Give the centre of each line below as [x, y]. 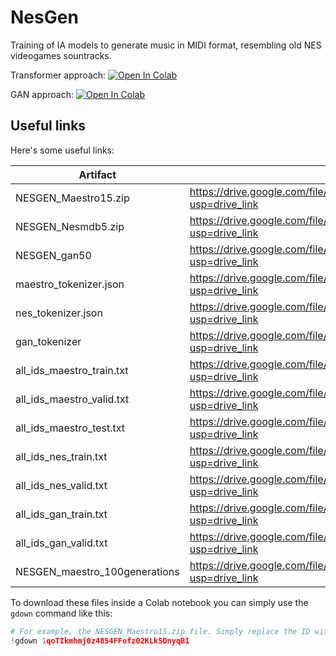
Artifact [97, 174]
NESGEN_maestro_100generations [97, 571]
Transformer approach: [58, 75]
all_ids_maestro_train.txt [72, 370]
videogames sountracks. [61, 55]
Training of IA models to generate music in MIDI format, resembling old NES [166, 45]
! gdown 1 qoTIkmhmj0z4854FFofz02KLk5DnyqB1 [100, 641]
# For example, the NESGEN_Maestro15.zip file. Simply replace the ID [160, 631]
